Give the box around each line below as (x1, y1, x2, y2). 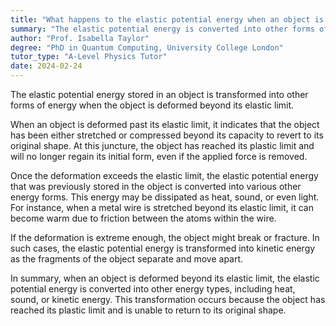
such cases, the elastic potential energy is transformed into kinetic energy (10, 242, 316, 254)
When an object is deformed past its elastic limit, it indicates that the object (10, 119, 320, 130)
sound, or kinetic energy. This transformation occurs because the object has (10, 294, 326, 305)
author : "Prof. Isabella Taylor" (10, 33, 150, 43)
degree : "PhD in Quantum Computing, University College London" (10, 42, 284, 53)
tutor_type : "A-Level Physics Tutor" (10, 52, 168, 62)
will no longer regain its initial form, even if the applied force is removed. (10, 151, 308, 162)
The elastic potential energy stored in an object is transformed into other (10, 89, 309, 100)
